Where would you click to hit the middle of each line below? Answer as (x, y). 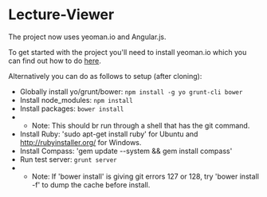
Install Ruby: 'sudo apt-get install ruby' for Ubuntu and (109, 134)
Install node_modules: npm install (76, 100)
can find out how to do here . (55, 61)
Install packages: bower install (72, 108)
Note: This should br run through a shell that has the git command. (141, 125)
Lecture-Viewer (61, 15)
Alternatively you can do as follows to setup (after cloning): (105, 76)
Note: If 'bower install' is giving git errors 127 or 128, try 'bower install (145, 176)
